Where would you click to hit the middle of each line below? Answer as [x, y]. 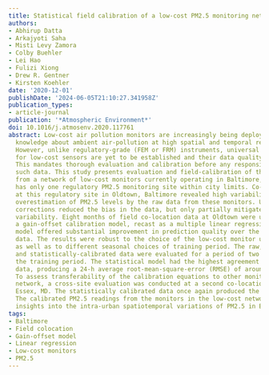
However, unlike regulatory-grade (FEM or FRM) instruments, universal [138, 150]
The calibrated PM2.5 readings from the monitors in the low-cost [128, 299]
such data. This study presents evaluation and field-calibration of [134, 172]
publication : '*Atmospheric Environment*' [80, 120]
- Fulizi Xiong [34, 68]
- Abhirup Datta [35, 30]
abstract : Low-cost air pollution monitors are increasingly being [123, 135]
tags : [17, 313]
